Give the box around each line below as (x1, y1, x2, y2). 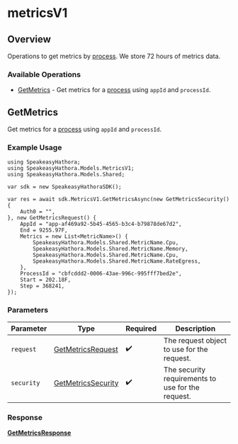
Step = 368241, (20, 283, 65, 290)
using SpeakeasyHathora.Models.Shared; (7, 171, 125, 178)
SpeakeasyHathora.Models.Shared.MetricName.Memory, (33, 246, 189, 253)
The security (163, 365, 206, 375)
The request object (163, 335, 227, 345)
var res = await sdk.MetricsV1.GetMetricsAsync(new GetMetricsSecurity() (7, 196, 230, 203)
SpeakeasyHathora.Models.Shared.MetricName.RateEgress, (33, 258, 201, 265)
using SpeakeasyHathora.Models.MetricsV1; (7, 165, 135, 172)
